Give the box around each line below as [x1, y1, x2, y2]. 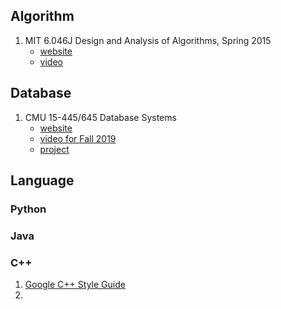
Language [10, 172, 75, 189]
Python [10, 202, 47, 216]
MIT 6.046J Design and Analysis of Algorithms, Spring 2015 [24, 34, 272, 46]
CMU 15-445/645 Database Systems [24, 111, 177, 123]
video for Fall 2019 [39, 132, 117, 144]
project [39, 143, 70, 155]
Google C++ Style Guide [24, 279, 126, 291]
